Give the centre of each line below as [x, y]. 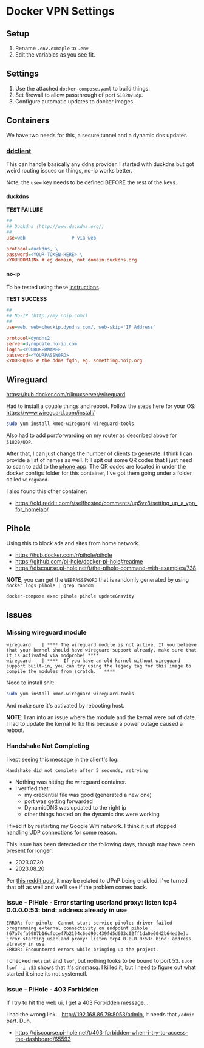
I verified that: [32, 788]
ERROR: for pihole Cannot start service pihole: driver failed [89, 923]
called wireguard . [28, 480]
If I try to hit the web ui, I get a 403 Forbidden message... [77, 1003]
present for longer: [30, 850]
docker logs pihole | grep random [50, 585]
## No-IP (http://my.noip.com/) [47, 316]
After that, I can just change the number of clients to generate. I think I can [99, 453]
